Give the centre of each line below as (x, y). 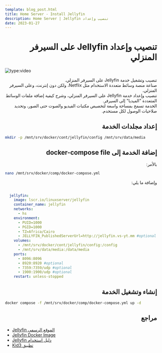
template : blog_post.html (31, 9)
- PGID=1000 (30, 227)
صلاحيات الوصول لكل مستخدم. (129, 111)
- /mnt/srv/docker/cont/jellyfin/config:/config (67, 245)
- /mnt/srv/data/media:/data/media (54, 250)
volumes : (22, 241)
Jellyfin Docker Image (34, 335)
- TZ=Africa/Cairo (36, 232)
